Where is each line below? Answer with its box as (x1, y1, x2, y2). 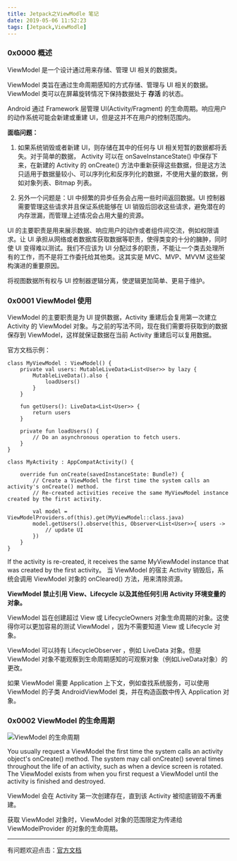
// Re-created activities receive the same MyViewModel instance (32, 489, 229, 496)
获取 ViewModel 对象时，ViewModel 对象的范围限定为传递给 (7, 816, 183, 824)
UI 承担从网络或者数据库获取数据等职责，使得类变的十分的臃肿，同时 (27, 234, 228, 243)
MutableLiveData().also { (32, 372, 109, 379)
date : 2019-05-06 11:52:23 (7, 17, 87, 24)
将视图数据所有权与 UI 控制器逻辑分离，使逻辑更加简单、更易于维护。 (7, 276, 209, 284)
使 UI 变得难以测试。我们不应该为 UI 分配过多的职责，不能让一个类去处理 (7, 243, 219, 252)
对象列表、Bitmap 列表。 (23, 178, 96, 187)
